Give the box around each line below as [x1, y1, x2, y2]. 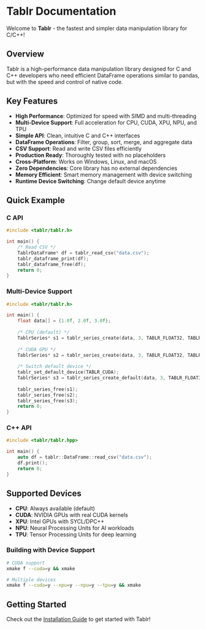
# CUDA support [6, 560, 45, 566]
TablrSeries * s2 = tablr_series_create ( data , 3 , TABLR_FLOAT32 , [17, 352, 185, 358]
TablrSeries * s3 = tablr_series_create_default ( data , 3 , [17, 375, 166, 381]
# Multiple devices [6, 576, 56, 583]
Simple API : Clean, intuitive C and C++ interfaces [15, 132, 140, 139]
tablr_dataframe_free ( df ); [17, 261, 86, 267]
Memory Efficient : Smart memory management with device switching [15, 170, 192, 178]
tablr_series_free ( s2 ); [17, 392, 78, 398]
